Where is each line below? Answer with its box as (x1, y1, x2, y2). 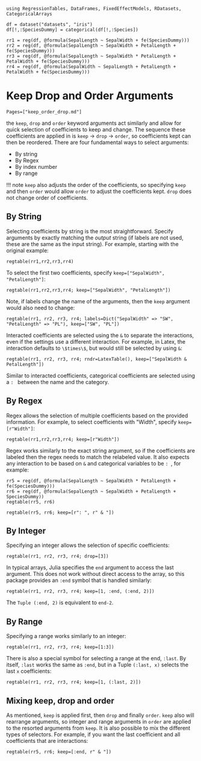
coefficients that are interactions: (6, 737, 88, 744)
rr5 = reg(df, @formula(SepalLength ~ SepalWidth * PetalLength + (6, 478, 176, 484)
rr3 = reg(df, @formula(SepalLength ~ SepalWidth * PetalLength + (6, 53, 176, 59)
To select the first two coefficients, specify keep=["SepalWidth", (6, 269, 165, 276)
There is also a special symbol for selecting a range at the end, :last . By (6, 655, 187, 662)
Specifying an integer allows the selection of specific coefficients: (6, 542, 170, 549)
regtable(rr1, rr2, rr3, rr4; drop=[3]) (6, 554, 110, 560)
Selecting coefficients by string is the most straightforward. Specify (6, 227, 173, 235)
